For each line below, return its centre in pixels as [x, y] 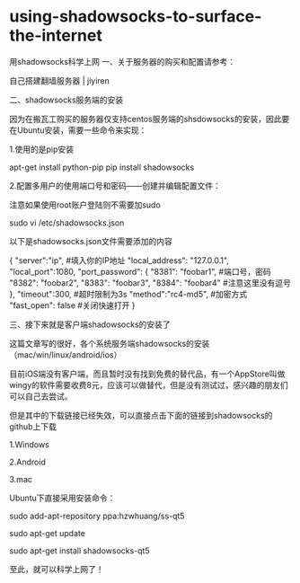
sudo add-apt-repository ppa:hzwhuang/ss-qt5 [97, 516]
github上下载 [33, 426]
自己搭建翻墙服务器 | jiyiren [60, 80]
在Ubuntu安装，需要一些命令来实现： [78, 130]
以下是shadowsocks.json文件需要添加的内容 [91, 241]
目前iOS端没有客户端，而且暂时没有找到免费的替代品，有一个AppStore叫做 [147, 374]
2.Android [28, 462]
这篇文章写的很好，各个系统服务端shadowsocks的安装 [110, 343]
